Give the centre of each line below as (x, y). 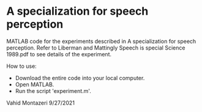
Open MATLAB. (35, 84)
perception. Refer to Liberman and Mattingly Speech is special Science (96, 48)
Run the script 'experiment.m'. (53, 91)
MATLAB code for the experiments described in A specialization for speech (101, 41)
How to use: (21, 66)
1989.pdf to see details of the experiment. (59, 54)
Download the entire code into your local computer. (80, 78)
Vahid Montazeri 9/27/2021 (41, 103)
